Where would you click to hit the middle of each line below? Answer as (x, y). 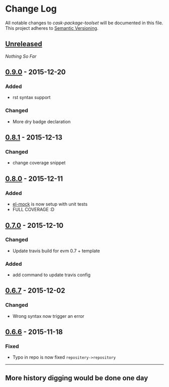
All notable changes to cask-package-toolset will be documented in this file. (84, 23)
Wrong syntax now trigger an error (48, 316)
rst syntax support (31, 98)
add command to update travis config (51, 275)
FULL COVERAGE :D (33, 210)
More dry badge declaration (41, 121)
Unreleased (24, 44)
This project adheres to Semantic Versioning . (52, 28)
